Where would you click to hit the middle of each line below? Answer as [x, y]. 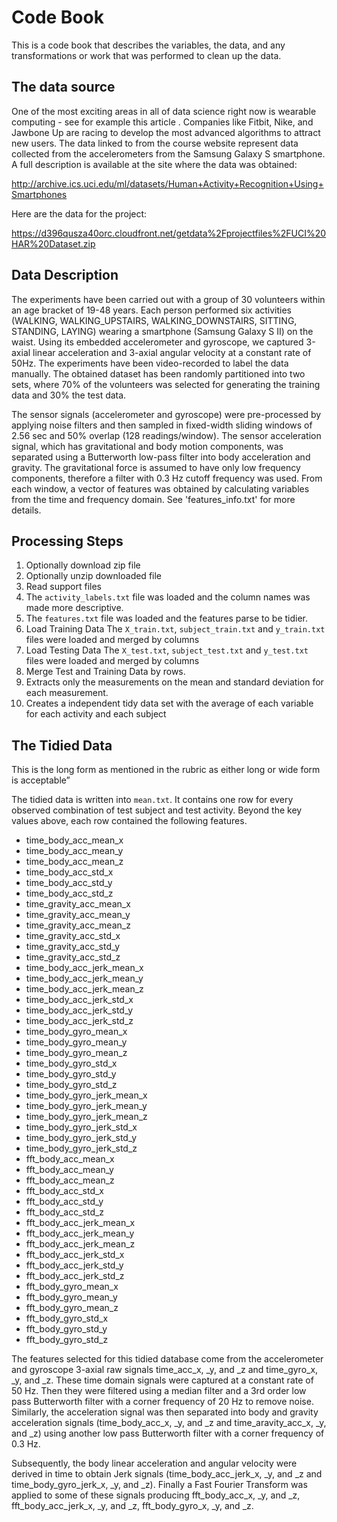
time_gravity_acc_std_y [73, 947]
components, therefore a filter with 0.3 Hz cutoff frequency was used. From [167, 478]
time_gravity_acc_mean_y [78, 915]
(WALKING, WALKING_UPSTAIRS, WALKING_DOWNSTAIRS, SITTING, [154, 320]
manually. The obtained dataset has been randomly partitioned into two [158, 373]
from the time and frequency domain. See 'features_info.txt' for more [153, 499]
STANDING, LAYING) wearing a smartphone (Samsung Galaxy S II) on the [162, 331]
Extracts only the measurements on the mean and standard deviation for [174, 682]
